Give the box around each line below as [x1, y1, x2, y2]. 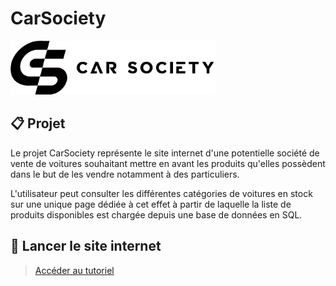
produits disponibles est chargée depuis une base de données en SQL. [10, 208, 303, 221]
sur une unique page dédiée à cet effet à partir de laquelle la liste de [10, 198, 292, 210]
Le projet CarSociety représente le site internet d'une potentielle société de [10, 147, 320, 159]
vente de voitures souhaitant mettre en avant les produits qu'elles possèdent [10, 157, 326, 169]
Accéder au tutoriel [34, 264, 115, 276]
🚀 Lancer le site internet [10, 238, 162, 255]
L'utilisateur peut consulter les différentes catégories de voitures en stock [10, 187, 313, 199]
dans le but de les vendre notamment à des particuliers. [10, 168, 240, 180]
